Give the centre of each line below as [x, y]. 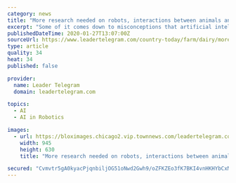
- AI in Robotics [39, 117]
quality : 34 [25, 53]
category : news [29, 14]
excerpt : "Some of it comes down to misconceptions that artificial [110, 27]
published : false [33, 66]
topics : [19, 104]
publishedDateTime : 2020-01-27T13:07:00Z [69, 33]
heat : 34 [20, 60]
